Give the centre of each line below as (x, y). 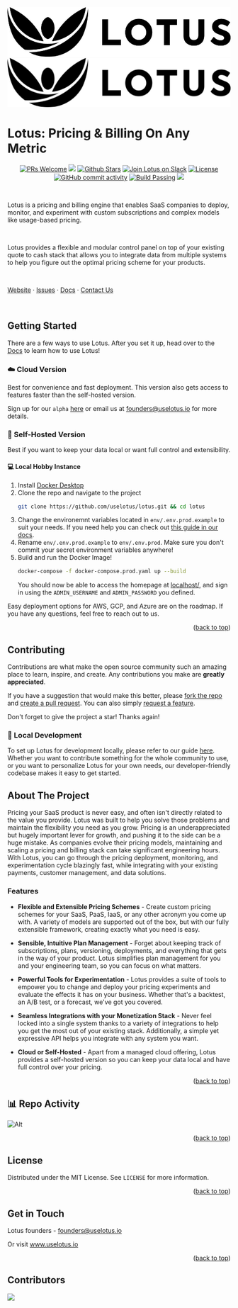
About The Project (49, 795)
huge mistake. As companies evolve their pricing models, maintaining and (115, 842)
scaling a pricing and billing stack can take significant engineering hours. (114, 850)
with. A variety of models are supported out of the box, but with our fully (123, 922)
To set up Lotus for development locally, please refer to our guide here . (111, 750)
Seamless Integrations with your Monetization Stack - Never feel (115, 1015)
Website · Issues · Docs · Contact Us (60, 290)
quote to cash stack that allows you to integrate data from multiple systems (117, 254)
